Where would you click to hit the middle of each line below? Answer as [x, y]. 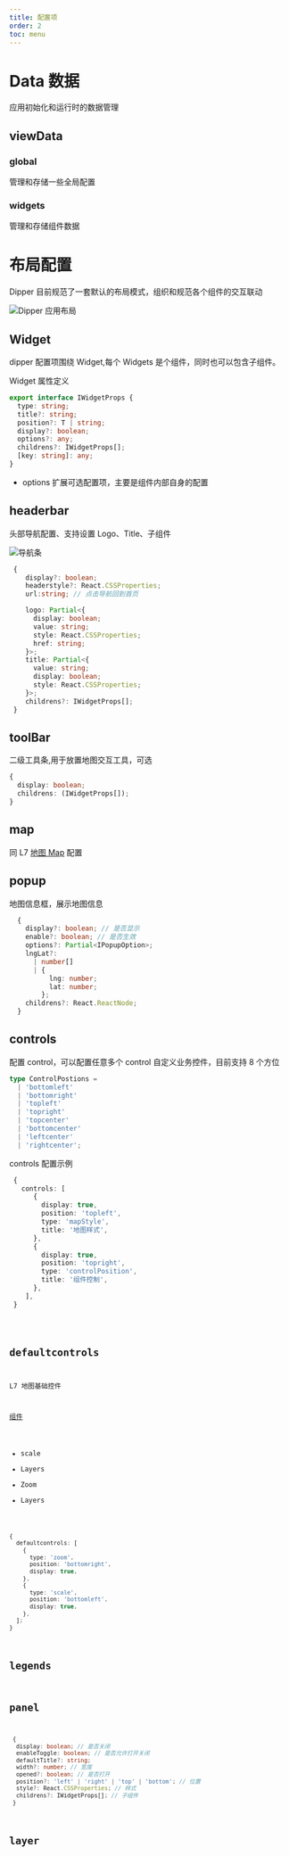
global [23, 161]
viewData [36, 136]
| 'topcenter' [43, 1120]
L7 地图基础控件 [35, 1386]
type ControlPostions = [54, 1079]
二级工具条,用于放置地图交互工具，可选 [81, 760]
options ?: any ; [45, 439]
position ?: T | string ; [61, 423]
